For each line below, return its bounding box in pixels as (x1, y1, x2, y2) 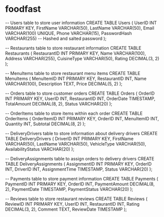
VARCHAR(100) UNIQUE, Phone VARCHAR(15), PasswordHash (5, 30, 132, 36)
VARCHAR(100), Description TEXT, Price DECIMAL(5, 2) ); (5, 80, 123, 87)
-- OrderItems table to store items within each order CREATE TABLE (5, 110, 143, 116)
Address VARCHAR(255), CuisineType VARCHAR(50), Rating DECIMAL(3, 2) (5, 55, 160, 61)
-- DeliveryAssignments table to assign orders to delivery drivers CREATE (5, 155, 155, 161)
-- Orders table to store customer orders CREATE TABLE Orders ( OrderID (5, 90, 155, 96)
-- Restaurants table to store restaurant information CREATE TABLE (5, 45, 142, 51)
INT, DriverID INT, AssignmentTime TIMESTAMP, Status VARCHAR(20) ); (5, 166, 153, 172)
